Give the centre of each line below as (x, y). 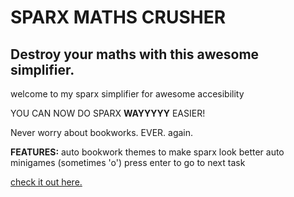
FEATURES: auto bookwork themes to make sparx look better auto (147, 152)
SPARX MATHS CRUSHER (118, 17)
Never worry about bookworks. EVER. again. (102, 132)
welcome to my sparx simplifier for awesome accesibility (127, 94)
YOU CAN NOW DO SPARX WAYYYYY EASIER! (108, 113)
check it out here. (46, 182)
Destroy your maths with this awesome (135, 54)
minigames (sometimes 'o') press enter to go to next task (128, 162)
